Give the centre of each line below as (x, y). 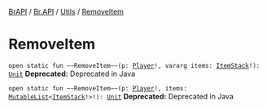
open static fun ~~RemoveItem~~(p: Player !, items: (98, 88)
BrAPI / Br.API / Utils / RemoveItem (66, 12)
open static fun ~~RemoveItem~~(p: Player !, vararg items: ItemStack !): (134, 65)
